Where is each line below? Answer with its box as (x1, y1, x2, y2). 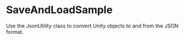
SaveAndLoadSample (6, 3, 113, 17)
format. (6, 28, 24, 35)
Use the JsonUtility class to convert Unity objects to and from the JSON (6, 22, 179, 29)
